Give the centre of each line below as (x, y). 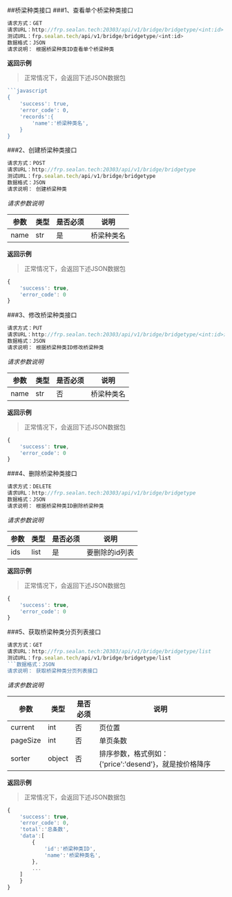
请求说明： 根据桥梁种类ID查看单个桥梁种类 (61, 49)
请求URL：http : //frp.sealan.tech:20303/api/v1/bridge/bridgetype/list (109, 652)
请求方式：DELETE (29, 487)
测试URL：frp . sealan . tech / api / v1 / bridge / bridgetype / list (89, 658)
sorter (20, 758)
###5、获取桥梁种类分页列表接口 (54, 632)
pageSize (26, 740)
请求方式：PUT (25, 328)
